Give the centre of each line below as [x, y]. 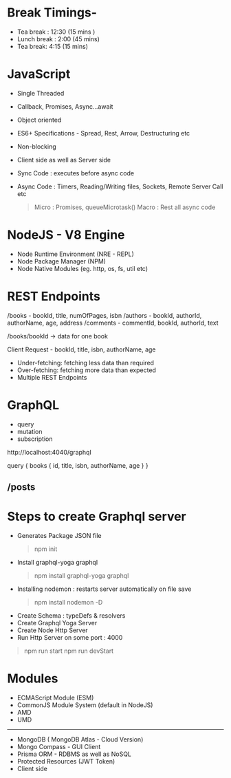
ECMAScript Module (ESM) [55, 698]
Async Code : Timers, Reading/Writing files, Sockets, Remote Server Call [120, 186]
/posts [21, 487]
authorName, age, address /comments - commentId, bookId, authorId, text [113, 323]
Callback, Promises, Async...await [65, 106]
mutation [30, 431]
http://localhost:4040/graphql [49, 452]
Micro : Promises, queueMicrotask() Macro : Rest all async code [125, 207]
